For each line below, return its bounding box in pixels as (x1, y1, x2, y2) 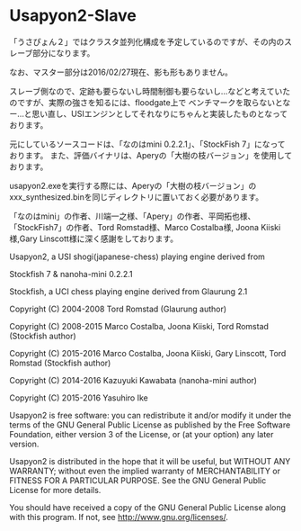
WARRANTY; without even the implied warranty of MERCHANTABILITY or (9, 465, 281, 476)
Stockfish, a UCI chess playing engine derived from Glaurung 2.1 (9, 285, 248, 297)
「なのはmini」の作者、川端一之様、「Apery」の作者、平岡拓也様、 (9, 211, 256, 221)
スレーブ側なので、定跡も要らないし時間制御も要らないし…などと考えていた (9, 85, 290, 96)
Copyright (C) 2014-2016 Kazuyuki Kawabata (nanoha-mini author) (9, 374, 258, 385)
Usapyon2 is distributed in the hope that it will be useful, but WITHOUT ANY (9, 455, 291, 466)
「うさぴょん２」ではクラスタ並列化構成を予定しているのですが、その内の (9, 36, 285, 47)
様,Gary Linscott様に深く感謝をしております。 (9, 233, 178, 244)
